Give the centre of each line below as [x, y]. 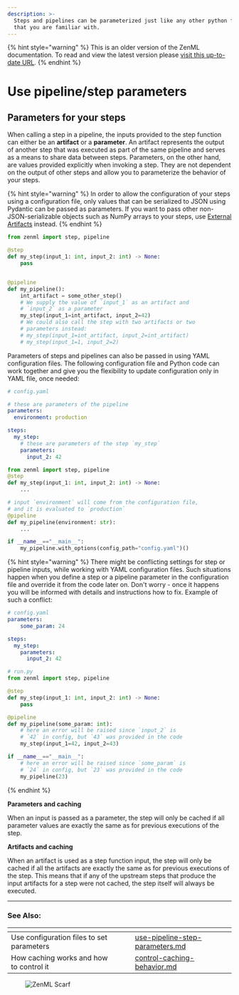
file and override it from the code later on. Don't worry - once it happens [113, 585]
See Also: [24, 916]
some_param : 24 [43, 626]
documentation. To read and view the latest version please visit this [106, 55]
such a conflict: [30, 600]
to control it [30, 967]
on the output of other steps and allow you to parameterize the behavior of [117, 172]
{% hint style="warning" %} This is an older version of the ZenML [104, 48]
